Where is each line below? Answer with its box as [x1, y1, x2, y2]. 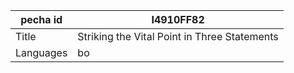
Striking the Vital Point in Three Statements [77, 30, 279, 43]
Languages [15, 46, 68, 59]
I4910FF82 [151, 13, 205, 26]
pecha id [20, 13, 63, 26]
